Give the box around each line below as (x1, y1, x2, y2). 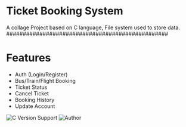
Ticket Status (14, 83, 48, 91)
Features (6, 51, 51, 65)
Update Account (14, 103, 55, 110)
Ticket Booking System (6, 4, 123, 18)
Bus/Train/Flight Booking (14, 77, 76, 84)
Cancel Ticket (14, 89, 49, 97)
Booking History (14, 96, 55, 103)
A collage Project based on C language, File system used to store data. (6, 24, 181, 31)
